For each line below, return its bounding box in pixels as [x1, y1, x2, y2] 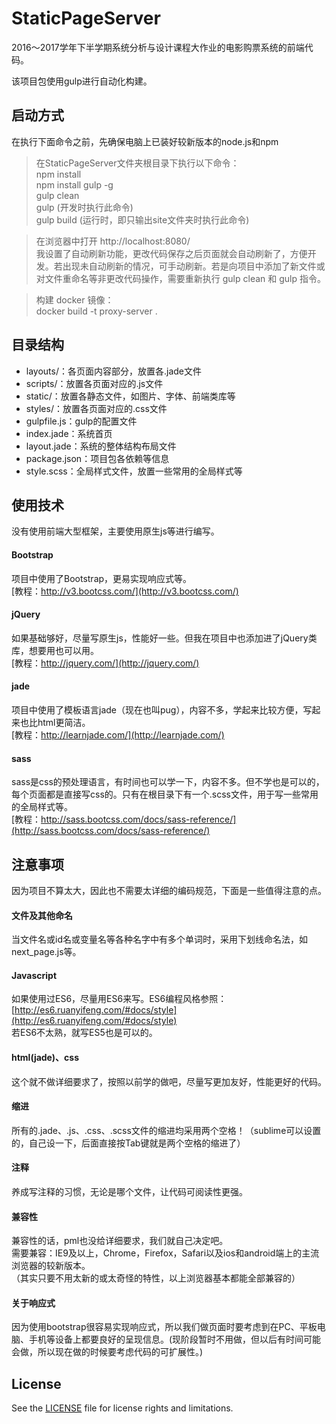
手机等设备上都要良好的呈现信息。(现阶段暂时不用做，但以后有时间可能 [28, 1333, 322, 1346]
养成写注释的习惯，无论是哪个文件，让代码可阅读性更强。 [11, 1186, 248, 1198]
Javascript [11, 969, 58, 981]
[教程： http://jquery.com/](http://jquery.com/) [11, 657, 200, 669]
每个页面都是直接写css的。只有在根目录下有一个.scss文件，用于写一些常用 [11, 788, 319, 801]
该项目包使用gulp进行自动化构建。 [11, 75, 153, 87]
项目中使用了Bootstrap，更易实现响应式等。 [11, 572, 193, 584]
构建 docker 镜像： [35, 293, 114, 306]
